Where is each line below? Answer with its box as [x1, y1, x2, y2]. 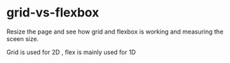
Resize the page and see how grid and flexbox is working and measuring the [6, 27, 224, 36]
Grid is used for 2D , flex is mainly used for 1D [6, 48, 136, 56]
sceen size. [6, 34, 39, 42]
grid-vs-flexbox [6, 5, 99, 21]
